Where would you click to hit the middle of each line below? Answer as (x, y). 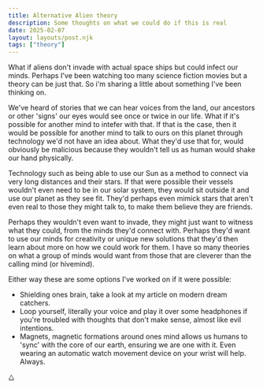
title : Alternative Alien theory (63, 15)
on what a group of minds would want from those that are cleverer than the (130, 256)
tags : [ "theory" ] (37, 45)
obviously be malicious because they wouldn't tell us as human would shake (132, 150)
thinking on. (28, 92)
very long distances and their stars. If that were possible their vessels (121, 181)
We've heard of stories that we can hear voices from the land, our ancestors (132, 108)
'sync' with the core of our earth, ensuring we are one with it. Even (128, 345)
